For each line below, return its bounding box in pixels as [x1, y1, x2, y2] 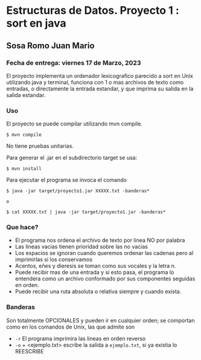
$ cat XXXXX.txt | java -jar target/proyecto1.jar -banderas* [6, 209, 166, 215]
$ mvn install [6, 166, 42, 172]
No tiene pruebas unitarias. [6, 142, 74, 150]
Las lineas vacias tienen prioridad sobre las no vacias [14, 243, 148, 250]
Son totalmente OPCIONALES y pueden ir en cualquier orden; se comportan [6, 317, 195, 324]
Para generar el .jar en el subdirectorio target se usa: [6, 154, 138, 162]
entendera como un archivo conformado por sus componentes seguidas [14, 275, 196, 282]
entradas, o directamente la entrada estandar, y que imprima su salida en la [6, 85, 194, 92]
